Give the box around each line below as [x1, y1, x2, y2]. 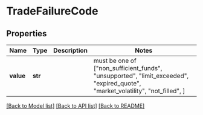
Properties [6, 28, 47, 39]
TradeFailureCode [6, 4, 98, 18]
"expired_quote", [93, 79, 141, 87]
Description [53, 47, 88, 54]
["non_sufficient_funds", [93, 64, 163, 72]
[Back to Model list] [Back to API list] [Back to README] [6, 102, 145, 110]
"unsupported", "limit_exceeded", [93, 71, 189, 80]
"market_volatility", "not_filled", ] [93, 87, 185, 95]
